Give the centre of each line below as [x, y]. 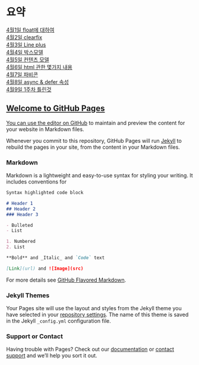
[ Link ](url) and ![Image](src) [45, 269]
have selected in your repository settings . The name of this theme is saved [97, 315]
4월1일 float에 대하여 [30, 30]
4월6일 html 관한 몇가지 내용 [39, 67]
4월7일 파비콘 [22, 74]
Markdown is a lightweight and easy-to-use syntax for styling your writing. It [99, 176]
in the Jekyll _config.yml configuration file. [59, 321]
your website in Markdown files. [45, 129]
